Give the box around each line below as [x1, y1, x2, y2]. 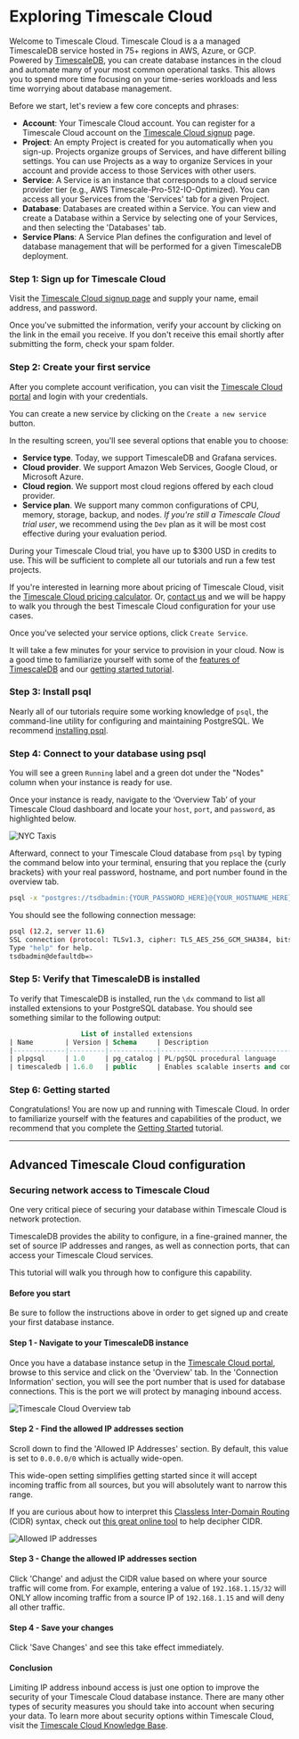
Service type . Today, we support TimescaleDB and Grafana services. [21, 452, 278, 463]
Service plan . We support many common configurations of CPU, [21, 500, 260, 510]
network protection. [9, 1213, 82, 1224]
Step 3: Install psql [9, 685, 92, 698]
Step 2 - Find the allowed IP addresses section [9, 1423, 184, 1434]
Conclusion [9, 1662, 53, 1673]
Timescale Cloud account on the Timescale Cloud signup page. [21, 127, 255, 137]
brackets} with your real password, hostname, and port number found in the [9, 867, 287, 878]
